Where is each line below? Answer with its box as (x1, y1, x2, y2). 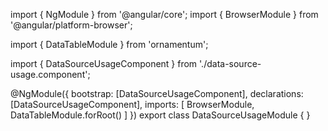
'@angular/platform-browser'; (10, 19, 133, 31)
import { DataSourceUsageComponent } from (10, 58, 198, 69)
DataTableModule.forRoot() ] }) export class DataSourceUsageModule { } (10, 109, 311, 121)
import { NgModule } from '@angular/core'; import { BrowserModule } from (10, 9, 319, 20)
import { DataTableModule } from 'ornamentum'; (10, 39, 209, 50)
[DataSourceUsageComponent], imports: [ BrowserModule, (10, 99, 255, 110)
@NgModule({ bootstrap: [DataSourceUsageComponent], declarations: (10, 88, 304, 99)
